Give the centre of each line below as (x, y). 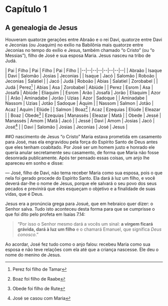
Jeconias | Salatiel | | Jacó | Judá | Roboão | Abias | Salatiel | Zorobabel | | (81, 81)
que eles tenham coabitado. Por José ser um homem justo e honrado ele (80, 147)
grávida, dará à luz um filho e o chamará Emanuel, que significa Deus (89, 229)
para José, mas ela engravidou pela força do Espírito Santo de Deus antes (81, 142)
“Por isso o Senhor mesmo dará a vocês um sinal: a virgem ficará (85, 224)
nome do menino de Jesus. (33, 255)
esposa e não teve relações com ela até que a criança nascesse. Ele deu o (82, 249)
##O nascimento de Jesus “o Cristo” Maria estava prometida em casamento (83, 136)
